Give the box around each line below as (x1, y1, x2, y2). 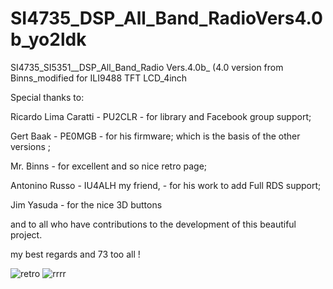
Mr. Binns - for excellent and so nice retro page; (10, 160, 208, 172)
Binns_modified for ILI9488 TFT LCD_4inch (10, 72, 188, 84)
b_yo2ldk (10, 28, 87, 51)
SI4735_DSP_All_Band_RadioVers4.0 (10, 7, 323, 30)
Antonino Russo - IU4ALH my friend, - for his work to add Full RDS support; (10, 179, 322, 191)
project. (10, 228, 43, 241)
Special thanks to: (10, 91, 85, 103)
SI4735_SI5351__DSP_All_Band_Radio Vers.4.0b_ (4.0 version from (10, 61, 284, 73)
